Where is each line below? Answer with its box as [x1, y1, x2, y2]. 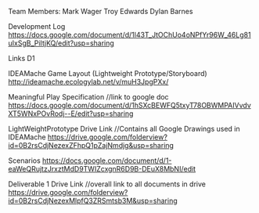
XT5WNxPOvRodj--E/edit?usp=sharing [8, 109, 134, 118]
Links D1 [8, 54, 35, 63]
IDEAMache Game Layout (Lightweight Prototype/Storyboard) [8, 69, 207, 78]
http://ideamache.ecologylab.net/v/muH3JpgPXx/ [8, 78, 169, 86]
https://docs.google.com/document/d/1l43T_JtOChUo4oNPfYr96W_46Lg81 [8, 31, 252, 39]
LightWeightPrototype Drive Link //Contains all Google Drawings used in [8, 125, 240, 133]
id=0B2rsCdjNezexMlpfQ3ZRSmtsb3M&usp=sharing [8, 196, 178, 205]
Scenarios [8, 156, 41, 165]
